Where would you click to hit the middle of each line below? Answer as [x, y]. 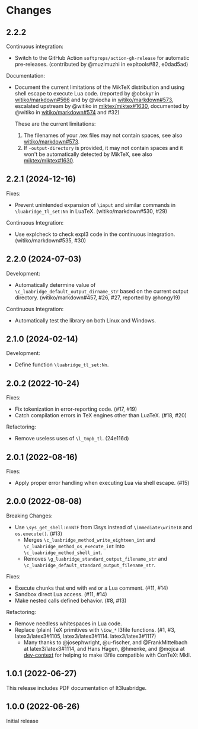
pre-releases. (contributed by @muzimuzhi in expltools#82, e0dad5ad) [101, 64]
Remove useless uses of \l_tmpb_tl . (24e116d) [72, 439]
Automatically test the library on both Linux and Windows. [85, 320]
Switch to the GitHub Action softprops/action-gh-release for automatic [102, 58]
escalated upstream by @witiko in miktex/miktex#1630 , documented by [102, 106]
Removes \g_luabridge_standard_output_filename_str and [95, 558]
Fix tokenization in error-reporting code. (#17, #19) [76, 409]
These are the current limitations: [55, 124]
